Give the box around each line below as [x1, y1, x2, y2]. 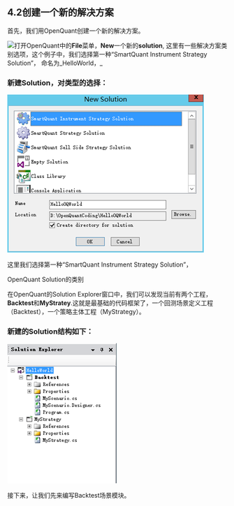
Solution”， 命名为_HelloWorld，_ [7, 59, 103, 67]
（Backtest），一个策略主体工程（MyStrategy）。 [7, 308, 145, 316]
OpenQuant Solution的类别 [7, 275, 85, 284]
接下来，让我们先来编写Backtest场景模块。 [7, 491, 131, 500]
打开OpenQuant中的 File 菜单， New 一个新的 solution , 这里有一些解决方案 [14, 41, 221, 50]
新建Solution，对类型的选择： [7, 77, 108, 87]
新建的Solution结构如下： [7, 327, 94, 336]
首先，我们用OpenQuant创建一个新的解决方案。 [7, 27, 145, 35]
